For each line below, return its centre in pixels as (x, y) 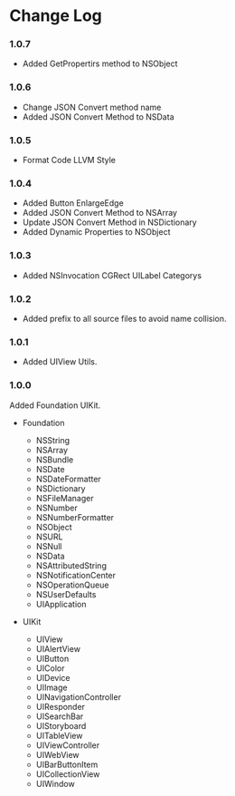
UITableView (59, 735)
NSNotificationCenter (75, 575)
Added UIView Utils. (60, 362)
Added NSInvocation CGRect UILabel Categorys (112, 275)
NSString (53, 440)
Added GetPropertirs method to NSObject (100, 63)
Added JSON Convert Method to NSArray (100, 213)
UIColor (50, 668)
